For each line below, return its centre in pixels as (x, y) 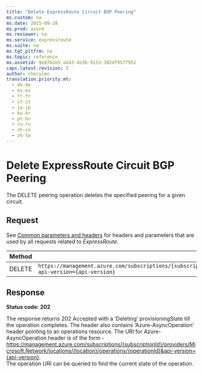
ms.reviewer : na (27, 34)
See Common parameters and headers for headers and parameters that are (100, 235)
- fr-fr (21, 96)
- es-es (21, 91)
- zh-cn (21, 130)
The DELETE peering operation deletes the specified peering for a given (96, 195)
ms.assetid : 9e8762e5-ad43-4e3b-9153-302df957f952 (71, 62)
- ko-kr (21, 113)
